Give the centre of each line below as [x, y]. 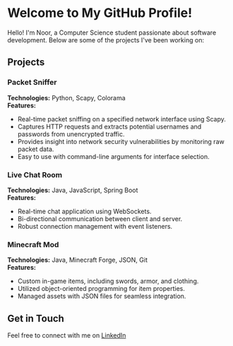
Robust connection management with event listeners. [95, 226]
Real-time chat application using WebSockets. [84, 211]
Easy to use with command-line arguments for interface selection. [113, 156]
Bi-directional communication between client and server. [100, 219]
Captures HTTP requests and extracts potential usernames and [109, 126]
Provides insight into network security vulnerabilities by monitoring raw [121, 141]
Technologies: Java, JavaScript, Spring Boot [73, 190]
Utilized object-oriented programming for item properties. [101, 289]
